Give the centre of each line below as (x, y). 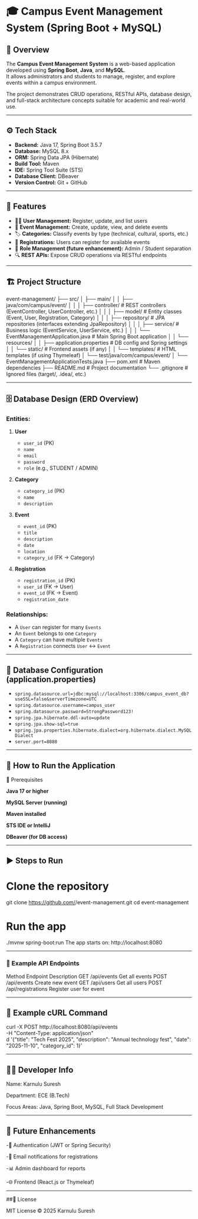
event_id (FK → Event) (51, 593)
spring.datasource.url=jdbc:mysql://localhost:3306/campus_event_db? (102, 694)
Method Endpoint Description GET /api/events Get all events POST (87, 976)
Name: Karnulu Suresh (33, 1084)
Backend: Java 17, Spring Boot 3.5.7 (58, 144)
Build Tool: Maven (37, 163)
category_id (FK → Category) (59, 558)
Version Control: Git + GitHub (51, 182)
